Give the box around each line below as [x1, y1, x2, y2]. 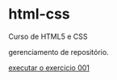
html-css [8, 5, 70, 23]
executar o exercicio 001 [8, 62, 90, 73]
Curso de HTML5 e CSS [8, 32, 88, 41]
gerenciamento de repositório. [8, 47, 109, 57]
